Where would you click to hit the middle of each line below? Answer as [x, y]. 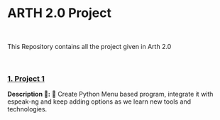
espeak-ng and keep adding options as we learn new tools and [99, 102]
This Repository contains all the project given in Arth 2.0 [89, 46]
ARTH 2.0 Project [60, 13]
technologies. [27, 109]
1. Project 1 [26, 78]
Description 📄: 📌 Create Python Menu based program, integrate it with [110, 94]
